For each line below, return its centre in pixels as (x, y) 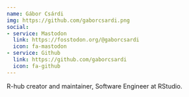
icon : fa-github (37, 66)
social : (18, 27)
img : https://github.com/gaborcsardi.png (68, 20)
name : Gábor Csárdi (35, 14)
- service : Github (33, 53)
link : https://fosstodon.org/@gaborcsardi (76, 40)
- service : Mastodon (37, 33)
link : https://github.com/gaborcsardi (70, 60)
